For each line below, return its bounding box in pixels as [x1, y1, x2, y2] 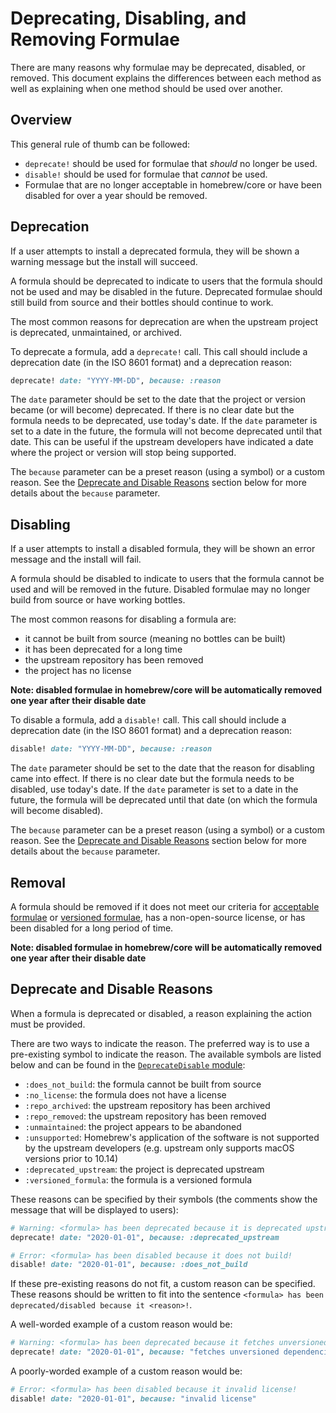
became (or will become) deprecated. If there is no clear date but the [10, 404, 295, 416]
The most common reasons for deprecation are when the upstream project [10, 315, 318, 327]
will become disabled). [10, 805, 104, 817]
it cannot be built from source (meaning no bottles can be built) [24, 633, 287, 645]
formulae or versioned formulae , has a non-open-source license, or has [10, 911, 306, 923]
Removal [10, 874, 66, 891]
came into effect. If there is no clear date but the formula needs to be [10, 773, 295, 785]
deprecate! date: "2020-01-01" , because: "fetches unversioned [10, 1347, 280, 1357]
